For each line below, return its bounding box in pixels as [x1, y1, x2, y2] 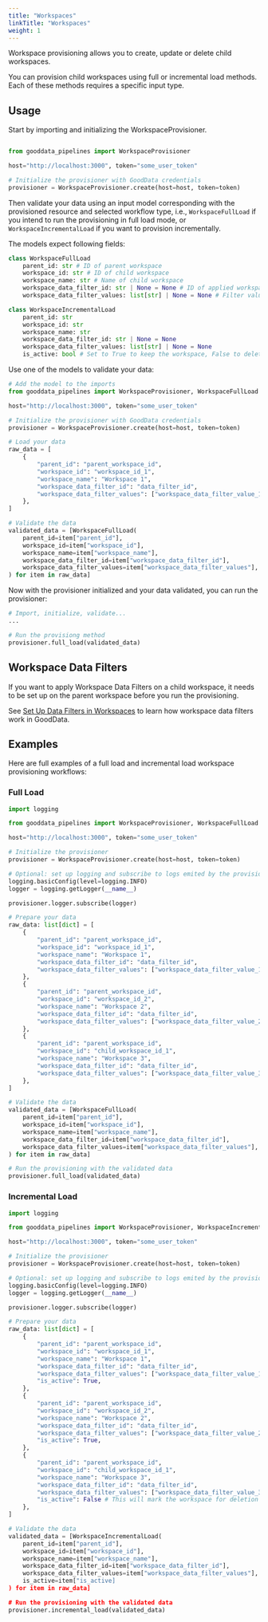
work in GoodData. [8, 715, 70, 724]
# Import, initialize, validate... [8, 609, 127, 618]
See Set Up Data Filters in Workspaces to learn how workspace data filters [8, 706, 254, 715]
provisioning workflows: [8, 767, 87, 777]
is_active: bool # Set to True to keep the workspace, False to [22, 350, 241, 359]
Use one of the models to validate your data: [8, 364, 154, 375]
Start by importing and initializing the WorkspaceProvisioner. [8, 125, 207, 135]
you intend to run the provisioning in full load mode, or [8, 215, 187, 224]
